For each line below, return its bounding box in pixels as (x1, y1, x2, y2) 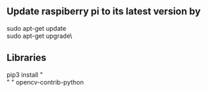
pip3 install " (6, 70, 43, 79)
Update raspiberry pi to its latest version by (6, 6, 201, 17)
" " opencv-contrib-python (6, 78, 84, 86)
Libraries (6, 52, 47, 64)
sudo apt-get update (6, 24, 66, 32)
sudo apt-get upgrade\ (6, 31, 73, 40)
